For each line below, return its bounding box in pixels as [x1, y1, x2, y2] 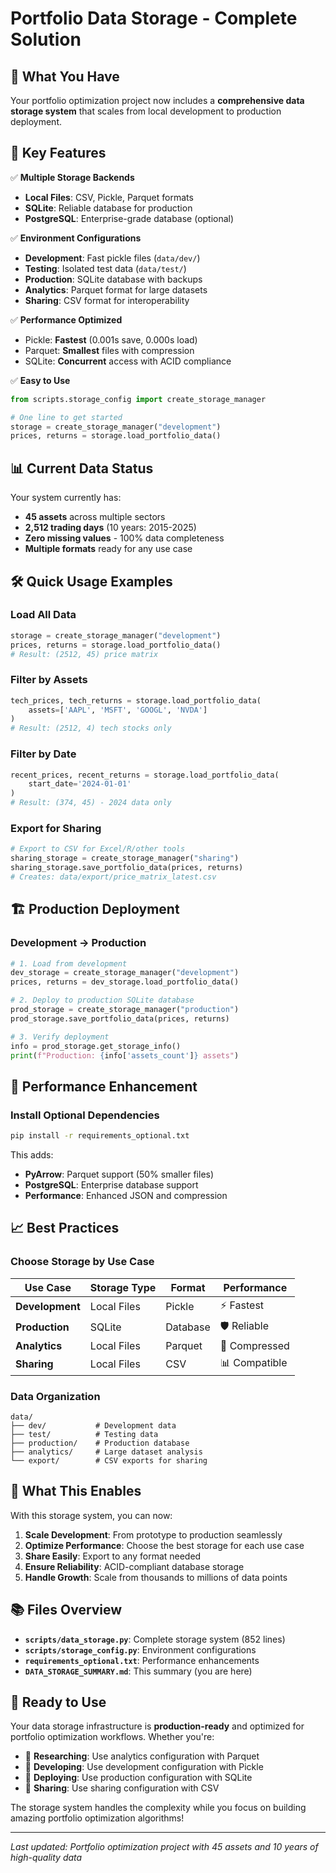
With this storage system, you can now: [10, 1509, 173, 1521]
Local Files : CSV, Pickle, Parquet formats [24, 191, 194, 203]
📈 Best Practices [10, 1220, 120, 1237]
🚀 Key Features [10, 145, 107, 162]
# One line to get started [10, 412, 123, 422]
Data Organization [10, 1389, 101, 1403]
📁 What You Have [10, 68, 120, 85]
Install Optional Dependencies [10, 1108, 160, 1122]
